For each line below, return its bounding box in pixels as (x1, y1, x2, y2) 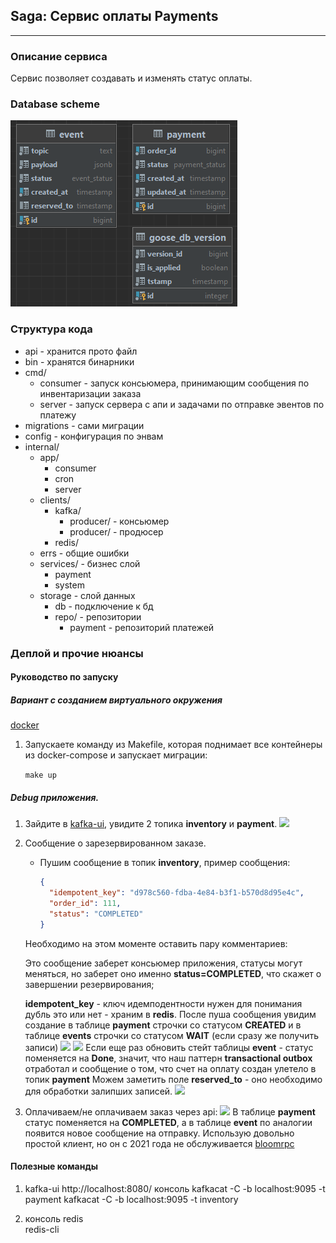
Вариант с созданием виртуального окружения (10, 694, 223, 706)
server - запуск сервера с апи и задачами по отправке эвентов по (39, 398, 325, 410)
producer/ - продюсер (69, 525, 164, 538)
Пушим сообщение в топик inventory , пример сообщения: (39, 857, 291, 869)
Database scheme (10, 97, 101, 111)
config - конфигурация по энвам (24, 430, 164, 442)
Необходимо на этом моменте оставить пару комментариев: (24, 937, 288, 949)
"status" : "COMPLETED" (48, 909, 144, 919)
